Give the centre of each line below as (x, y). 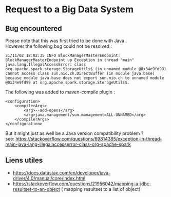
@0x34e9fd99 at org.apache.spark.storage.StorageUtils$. (68, 83)
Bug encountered (34, 28)
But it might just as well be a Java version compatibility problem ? (74, 133)
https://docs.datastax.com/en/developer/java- (62, 172)
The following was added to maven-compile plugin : (60, 92)
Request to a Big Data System (69, 9)
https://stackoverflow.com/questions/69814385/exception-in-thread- (89, 139)
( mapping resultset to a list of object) (101, 189)
